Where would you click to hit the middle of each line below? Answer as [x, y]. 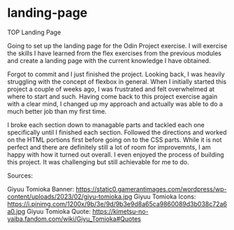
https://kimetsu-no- [120, 211]
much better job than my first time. [57, 111]
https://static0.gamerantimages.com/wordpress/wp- [151, 189]
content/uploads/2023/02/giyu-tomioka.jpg [70, 196]
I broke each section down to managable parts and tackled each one [106, 124]
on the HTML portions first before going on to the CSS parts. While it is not [115, 139]
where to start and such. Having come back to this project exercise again [112, 96]
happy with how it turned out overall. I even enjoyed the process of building [116, 154]
